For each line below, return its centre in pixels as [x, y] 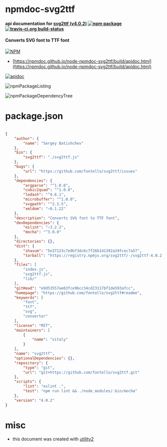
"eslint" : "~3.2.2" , [44, 227]
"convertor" [36, 316]
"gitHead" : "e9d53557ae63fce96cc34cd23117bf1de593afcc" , [75, 288]
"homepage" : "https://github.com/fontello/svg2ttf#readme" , [78, 293]
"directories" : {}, [34, 242]
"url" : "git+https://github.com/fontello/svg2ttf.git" [81, 372]
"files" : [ [25, 265]
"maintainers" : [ [32, 330]
